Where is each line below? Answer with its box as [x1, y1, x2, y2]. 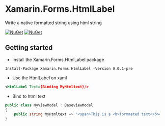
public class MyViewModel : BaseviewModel [5, 102, 93, 108]
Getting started [5, 43, 53, 52]
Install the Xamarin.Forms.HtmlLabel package [12, 57, 105, 63]
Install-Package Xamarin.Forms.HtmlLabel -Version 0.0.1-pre [5, 66, 133, 71]
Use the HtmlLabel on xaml [12, 75, 67, 81]
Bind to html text [12, 93, 46, 99]
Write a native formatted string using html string [5, 20, 102, 26]
